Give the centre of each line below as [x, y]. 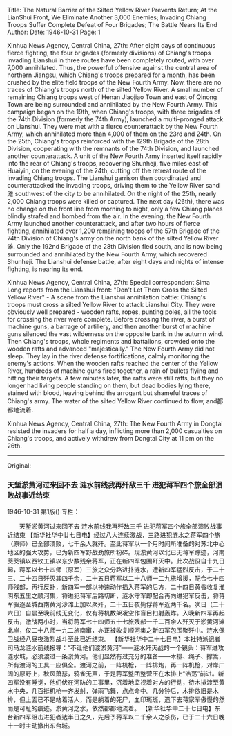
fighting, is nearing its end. [45, 269]
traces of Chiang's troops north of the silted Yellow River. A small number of [115, 90]
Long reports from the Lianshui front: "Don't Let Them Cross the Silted [107, 290]
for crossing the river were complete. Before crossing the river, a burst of [111, 319]
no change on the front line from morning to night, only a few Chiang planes [115, 209]
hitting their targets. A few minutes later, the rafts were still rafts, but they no [115, 378]
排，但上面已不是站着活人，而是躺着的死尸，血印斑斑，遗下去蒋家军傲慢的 [113, 700]
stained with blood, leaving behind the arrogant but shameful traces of [107, 393]
